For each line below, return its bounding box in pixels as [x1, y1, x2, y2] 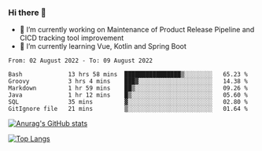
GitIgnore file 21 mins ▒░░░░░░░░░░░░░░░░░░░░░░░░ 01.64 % [8, 105, 248, 113]
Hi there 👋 [8, 7, 47, 18]
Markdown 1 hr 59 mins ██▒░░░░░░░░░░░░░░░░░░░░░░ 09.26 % [8, 84, 248, 93]
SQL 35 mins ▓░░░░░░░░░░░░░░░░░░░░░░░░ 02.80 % [8, 98, 248, 106]
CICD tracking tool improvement [19, 33, 124, 42]
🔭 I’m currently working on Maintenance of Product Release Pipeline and [19, 25, 255, 35]
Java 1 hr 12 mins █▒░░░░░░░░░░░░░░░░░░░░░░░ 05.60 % [8, 91, 248, 99]
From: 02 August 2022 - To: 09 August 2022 [8, 57, 153, 65]
